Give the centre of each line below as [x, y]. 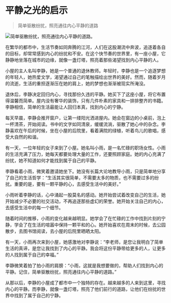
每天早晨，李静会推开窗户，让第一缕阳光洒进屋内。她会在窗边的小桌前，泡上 [85, 118]
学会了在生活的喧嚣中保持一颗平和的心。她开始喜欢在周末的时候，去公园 [90, 225]
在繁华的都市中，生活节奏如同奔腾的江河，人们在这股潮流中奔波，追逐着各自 [85, 47]
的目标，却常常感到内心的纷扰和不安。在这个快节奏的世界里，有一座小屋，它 [85, 53]
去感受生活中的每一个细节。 [34, 207]
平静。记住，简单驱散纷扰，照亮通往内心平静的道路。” [61, 272]
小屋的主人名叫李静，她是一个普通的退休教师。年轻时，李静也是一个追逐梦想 [85, 71]
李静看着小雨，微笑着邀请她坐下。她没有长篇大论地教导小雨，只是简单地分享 [85, 171]
